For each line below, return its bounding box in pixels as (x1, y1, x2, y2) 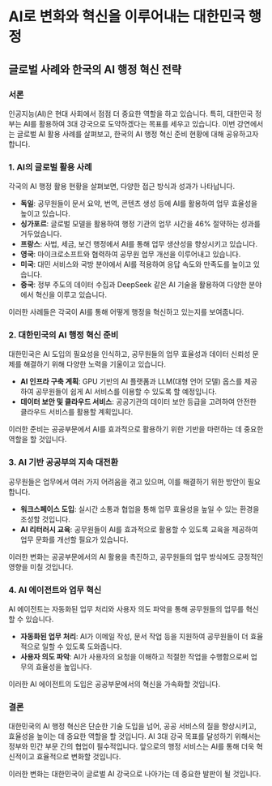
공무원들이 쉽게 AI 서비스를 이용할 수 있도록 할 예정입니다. (35, 387, 217, 397)
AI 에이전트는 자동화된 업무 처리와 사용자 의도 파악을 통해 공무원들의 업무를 (8, 604, 244, 614)
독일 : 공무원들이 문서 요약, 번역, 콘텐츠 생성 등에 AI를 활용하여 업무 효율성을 (19, 199, 257, 208)
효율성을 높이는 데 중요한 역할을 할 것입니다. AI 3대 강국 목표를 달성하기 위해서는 (8, 732, 261, 741)
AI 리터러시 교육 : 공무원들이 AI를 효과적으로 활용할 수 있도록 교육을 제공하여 (19, 524, 259, 534)
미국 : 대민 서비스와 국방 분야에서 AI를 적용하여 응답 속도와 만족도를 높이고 (19, 260, 252, 269)
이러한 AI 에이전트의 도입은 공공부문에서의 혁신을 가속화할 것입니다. (8, 679, 221, 689)
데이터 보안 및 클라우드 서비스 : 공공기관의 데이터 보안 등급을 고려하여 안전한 (19, 397, 257, 406)
